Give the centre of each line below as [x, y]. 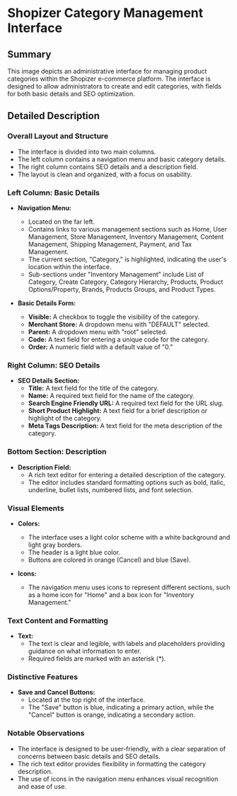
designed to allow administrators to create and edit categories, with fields [114, 86]
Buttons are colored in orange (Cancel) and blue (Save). [109, 559]
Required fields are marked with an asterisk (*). [97, 659]
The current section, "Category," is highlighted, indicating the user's [127, 259]
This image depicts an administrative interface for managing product [107, 71]
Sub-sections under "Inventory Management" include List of [116, 274]
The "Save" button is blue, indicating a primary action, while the [121, 707]
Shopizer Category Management [105, 13]
